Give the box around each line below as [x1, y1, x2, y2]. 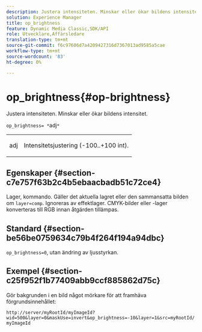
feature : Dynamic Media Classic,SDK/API [6, 25, 109, 32]
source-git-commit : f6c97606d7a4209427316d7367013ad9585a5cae [6, 43, 165, 49]
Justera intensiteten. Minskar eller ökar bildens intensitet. [6, 110, 148, 117]
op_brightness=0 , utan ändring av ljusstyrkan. [6, 249, 119, 256]
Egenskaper [6, 168, 53, 178]
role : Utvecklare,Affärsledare [6, 31, 85, 37]
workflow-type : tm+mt [6, 48, 61, 54]
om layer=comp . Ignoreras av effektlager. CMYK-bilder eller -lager [6, 200, 168, 207]
